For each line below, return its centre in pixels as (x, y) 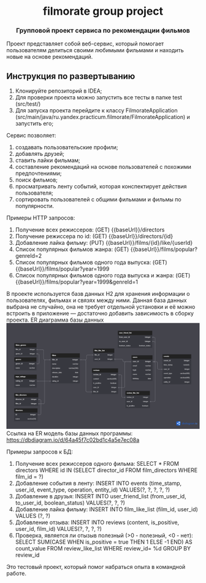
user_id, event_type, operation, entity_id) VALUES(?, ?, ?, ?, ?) (93, 490)
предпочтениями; (38, 174)
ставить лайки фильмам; (48, 160)
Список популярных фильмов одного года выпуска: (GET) (91, 263)
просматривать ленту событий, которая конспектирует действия (101, 187)
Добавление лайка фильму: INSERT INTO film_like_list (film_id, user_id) (106, 509)
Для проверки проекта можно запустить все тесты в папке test (99, 98)
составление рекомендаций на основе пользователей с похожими (103, 167)
